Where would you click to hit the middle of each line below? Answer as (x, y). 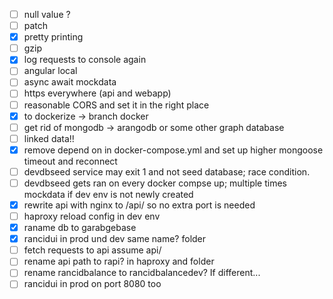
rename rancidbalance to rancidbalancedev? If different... (142, 273)
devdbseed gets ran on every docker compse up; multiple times (155, 183)
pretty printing (53, 37)
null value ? (47, 14)
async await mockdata (70, 82)
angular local (50, 71)
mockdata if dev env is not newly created (108, 194)
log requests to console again (85, 60)
